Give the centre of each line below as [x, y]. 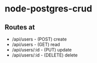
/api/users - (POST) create [39, 39]
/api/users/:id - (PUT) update [42, 50]
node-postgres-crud [48, 9]
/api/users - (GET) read [36, 44]
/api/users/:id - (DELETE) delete [45, 55]
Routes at [20, 27]
